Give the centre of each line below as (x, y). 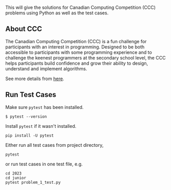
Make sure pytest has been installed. (44, 107)
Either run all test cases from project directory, (54, 145)
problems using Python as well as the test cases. (57, 13)
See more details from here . (35, 79)
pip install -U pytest (30, 136)
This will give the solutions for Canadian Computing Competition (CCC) (80, 7)
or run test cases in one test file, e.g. (44, 164)
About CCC (24, 29)
